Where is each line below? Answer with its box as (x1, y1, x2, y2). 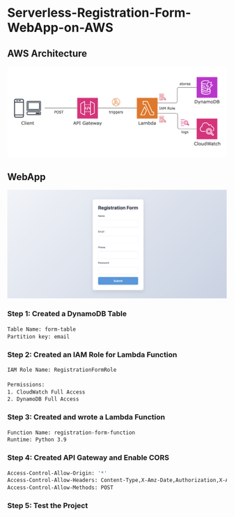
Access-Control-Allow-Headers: (7, 477, 98, 484)
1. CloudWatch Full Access (7, 389, 86, 396)
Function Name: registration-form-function (7, 429, 136, 436)
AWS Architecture (7, 47, 88, 59)
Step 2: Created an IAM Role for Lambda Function (7, 350, 178, 359)
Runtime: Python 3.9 (7, 436, 68, 444)
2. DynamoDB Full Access (7, 396, 79, 403)
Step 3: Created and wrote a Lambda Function (7, 412, 166, 422)
